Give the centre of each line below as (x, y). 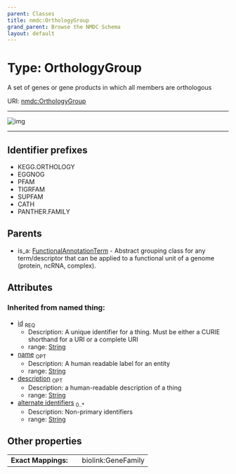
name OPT (32, 355)
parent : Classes (31, 14)
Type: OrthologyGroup (74, 68)
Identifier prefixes (47, 150)
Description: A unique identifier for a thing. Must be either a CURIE (124, 332)
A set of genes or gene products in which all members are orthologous (110, 88)
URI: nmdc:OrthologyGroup (47, 101)
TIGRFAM (31, 189)
